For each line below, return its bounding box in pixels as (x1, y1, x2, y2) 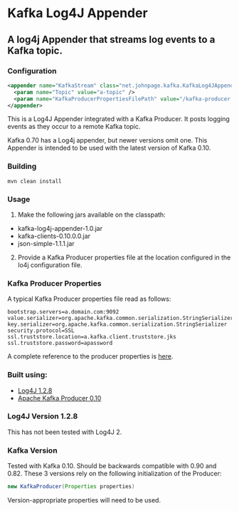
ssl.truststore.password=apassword (7, 340, 113, 347)
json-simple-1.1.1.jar (17, 239, 75, 247)
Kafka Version (7, 445, 58, 455)
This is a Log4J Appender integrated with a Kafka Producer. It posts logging (7, 115, 230, 123)
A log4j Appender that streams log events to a (7, 33, 216, 46)
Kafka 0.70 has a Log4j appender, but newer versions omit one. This (7, 136, 208, 145)
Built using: (7, 370, 48, 380)
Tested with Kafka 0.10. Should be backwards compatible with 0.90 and (7, 462, 217, 470)
